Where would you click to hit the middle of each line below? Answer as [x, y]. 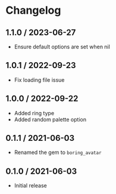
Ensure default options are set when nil [62, 47]
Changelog [33, 10]
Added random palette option [50, 119]
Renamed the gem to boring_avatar [58, 152]
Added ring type [34, 113]
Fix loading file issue [39, 80]
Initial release [30, 186]
